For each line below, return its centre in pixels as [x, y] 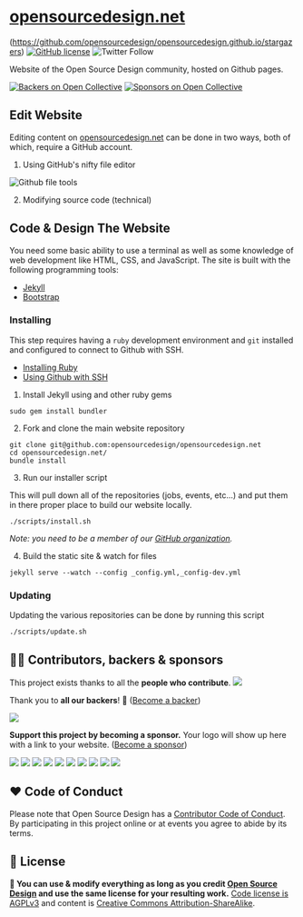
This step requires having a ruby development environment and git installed [151, 340]
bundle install [38, 461]
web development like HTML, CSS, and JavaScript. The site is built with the [150, 260]
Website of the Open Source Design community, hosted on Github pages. [147, 69]
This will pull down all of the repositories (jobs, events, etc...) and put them [149, 495]
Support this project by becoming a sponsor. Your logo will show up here [148, 734]
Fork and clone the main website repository [103, 428]
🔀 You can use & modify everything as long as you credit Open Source [144, 883]
